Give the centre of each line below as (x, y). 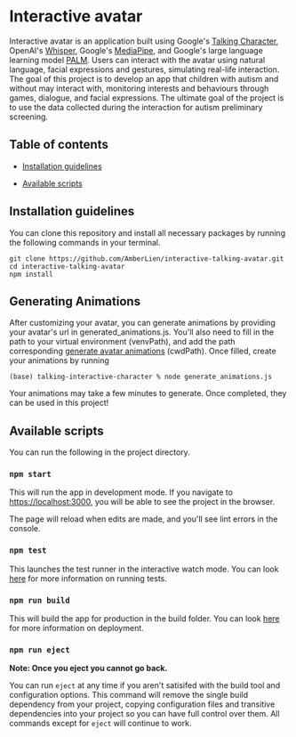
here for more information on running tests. (88, 578)
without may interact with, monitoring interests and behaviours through (139, 88)
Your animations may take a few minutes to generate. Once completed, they (148, 393)
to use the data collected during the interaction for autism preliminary (136, 107)
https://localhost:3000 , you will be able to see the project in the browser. (142, 502)
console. (25, 529)
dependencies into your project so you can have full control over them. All (144, 714)
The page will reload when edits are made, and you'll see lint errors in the (144, 519)
